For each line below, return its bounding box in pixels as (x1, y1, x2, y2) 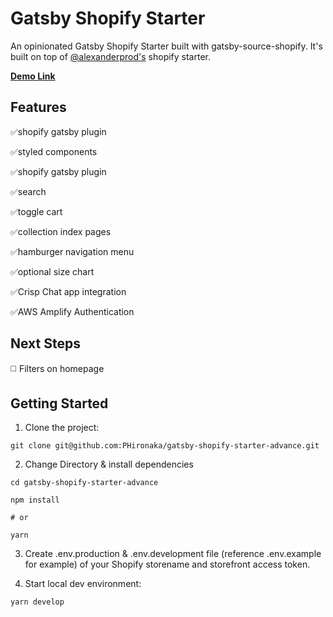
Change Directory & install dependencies (24, 458, 194, 471)
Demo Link (10, 70, 56, 82)
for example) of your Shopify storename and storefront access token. (24, 558, 311, 571)
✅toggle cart (10, 205, 63, 217)
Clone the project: (24, 422, 100, 434)
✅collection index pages (10, 225, 112, 237)
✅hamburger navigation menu (10, 245, 135, 257)
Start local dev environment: (24, 578, 142, 590)
